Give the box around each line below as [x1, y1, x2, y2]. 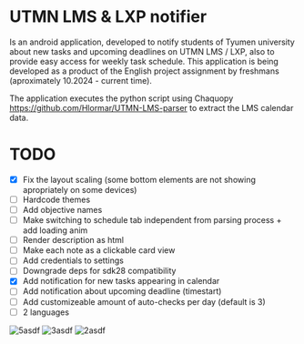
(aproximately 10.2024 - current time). [9, 75, 153, 86]
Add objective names [22, 205, 103, 215]
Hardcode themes [22, 194, 91, 205]
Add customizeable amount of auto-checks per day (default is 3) [22, 296, 266, 307]
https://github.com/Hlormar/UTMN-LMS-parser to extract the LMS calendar [9, 102, 294, 113]
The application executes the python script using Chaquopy [9, 93, 234, 104]
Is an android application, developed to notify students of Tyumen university [9, 36, 296, 47]
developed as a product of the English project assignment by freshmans [9, 66, 279, 76]
